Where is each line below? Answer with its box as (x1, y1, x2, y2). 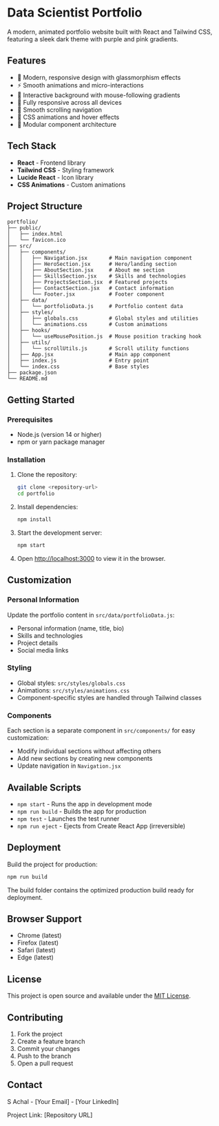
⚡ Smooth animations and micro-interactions (17, 81, 144, 89)
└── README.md (7, 376, 48, 382)
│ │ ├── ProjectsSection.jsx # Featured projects (7, 279, 168, 286)
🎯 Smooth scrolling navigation (17, 105, 102, 114)
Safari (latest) (17, 946, 56, 954)
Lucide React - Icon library (17, 173, 94, 181)
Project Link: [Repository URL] (7, 1111, 93, 1119)
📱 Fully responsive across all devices (17, 98, 122, 106)
